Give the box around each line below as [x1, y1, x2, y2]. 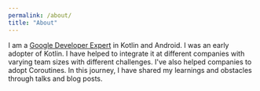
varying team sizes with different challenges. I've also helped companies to [8, 56, 252, 67]
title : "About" [8, 19, 58, 27]
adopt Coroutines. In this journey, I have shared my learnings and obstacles [8, 65, 253, 75]
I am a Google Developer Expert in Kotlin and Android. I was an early [8, 40, 229, 49]
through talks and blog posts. [8, 74, 104, 83]
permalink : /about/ [8, 11, 72, 20]
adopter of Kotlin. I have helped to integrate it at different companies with [8, 49, 245, 58]
